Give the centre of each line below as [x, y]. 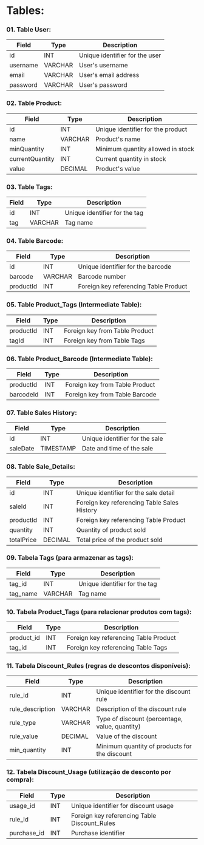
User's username [104, 66]
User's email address [109, 75]
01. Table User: [29, 30]
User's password [103, 85]
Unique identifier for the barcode [125, 266]
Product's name [118, 139]
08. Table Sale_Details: [41, 467]
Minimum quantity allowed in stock [144, 149]
